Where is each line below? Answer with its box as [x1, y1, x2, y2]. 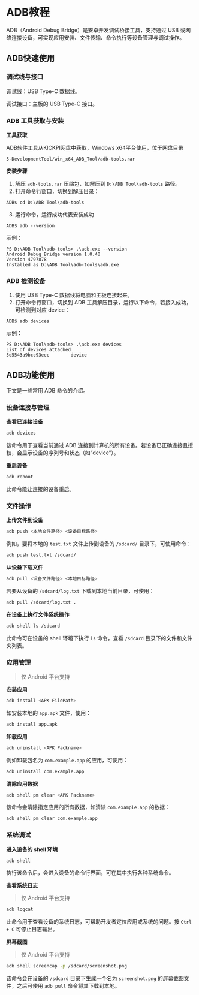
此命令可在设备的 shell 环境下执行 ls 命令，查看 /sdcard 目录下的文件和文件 [6, 634, 193, 641]
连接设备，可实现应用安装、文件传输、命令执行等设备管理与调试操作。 [11, 34, 185, 41]
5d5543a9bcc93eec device [6, 352, 87, 358]
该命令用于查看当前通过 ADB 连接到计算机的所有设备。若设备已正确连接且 [6, 442, 188, 449]
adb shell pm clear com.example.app [6, 816, 98, 822]
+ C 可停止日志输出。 [6, 925, 58, 933]
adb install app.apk [6, 721, 58, 727]
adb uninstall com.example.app [6, 768, 85, 774]
